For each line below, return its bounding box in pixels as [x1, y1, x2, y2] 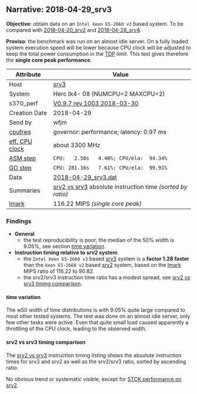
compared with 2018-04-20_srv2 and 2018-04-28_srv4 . [6, 26, 142, 33]
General [14, 231, 35, 238]
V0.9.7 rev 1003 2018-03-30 [53, 99, 139, 107]
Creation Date [9, 108, 47, 117]
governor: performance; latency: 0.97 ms [53, 128, 167, 136]
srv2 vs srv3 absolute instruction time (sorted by [53, 183, 188, 191]
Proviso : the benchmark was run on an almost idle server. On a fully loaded [6, 37, 189, 44]
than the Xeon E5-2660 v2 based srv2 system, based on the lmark [23, 262, 182, 269]
